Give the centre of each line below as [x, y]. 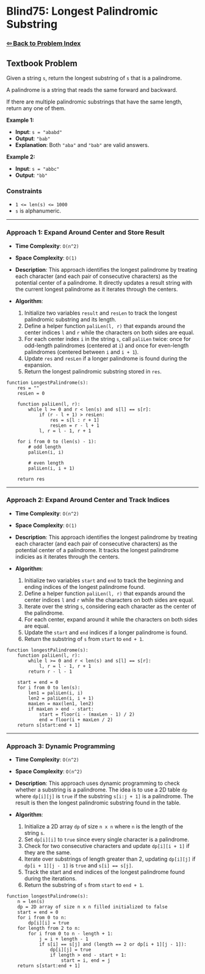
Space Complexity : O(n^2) [49, 771]
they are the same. [48, 853]
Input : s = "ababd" [38, 132]
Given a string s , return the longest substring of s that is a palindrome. [94, 78]
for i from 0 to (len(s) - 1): [57, 441]
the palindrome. [44, 613]
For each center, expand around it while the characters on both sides [111, 619]
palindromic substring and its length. [70, 319]
